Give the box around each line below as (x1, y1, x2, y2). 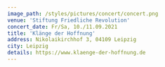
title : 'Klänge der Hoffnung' (7, 29, 96, 37)
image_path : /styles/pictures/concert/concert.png (7, 10, 159, 17)
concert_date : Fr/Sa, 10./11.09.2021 (7, 23, 118, 30)
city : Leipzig (7, 43, 49, 50)
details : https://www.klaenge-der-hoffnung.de (7, 50, 146, 57)
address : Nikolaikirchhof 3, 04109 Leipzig (7, 36, 137, 43)
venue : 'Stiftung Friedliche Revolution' (7, 17, 131, 24)
